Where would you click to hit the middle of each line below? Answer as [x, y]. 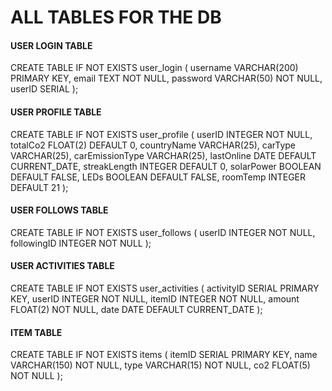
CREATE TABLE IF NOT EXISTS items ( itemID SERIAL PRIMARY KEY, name [164, 355]
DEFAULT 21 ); [39, 187]
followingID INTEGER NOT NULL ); [81, 243]
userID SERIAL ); [44, 89]
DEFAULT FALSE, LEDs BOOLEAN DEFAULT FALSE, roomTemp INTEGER [158, 177]
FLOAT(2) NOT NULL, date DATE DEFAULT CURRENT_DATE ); [136, 309]
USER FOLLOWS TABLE [59, 210]
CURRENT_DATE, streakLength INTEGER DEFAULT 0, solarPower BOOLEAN [166, 166]
